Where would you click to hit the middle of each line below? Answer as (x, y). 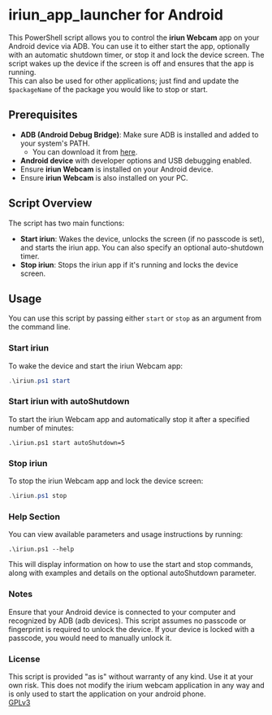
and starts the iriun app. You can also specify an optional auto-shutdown (142, 247)
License (24, 659)
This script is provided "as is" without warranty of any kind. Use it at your (131, 676)
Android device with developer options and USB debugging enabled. (136, 160)
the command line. (39, 327)
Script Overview (50, 204)
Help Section (35, 517)
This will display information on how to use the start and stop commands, (131, 565)
